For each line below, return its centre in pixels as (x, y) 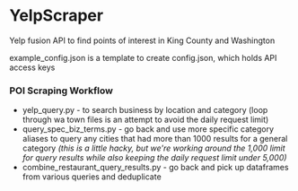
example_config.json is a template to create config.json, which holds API (143, 57)
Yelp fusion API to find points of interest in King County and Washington (142, 40)
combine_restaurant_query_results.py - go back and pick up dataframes (155, 168)
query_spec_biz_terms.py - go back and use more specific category (148, 129)
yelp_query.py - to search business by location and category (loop (145, 110)
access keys (32, 67)
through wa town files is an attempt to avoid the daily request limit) (145, 120)
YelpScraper (57, 16)
